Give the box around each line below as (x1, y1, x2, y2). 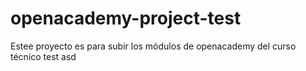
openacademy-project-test (10, 7, 242, 30)
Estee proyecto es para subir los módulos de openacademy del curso (10, 40, 297, 52)
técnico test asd (10, 50, 77, 62)
